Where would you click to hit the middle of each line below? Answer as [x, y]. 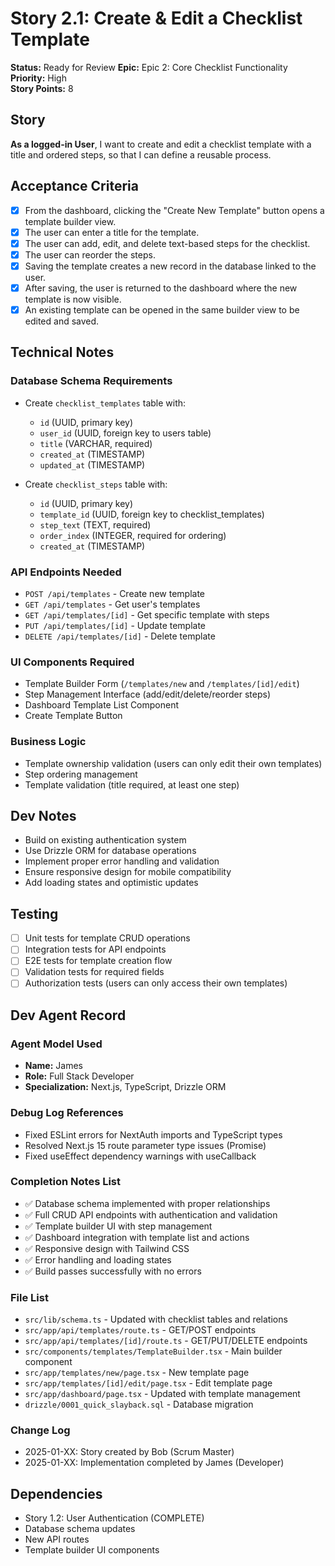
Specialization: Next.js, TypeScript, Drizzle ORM [125, 1087]
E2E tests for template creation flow [98, 961]
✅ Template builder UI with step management [118, 1226]
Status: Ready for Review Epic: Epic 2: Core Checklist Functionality [149, 67]
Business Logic [48, 742]
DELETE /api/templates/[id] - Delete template [120, 636]
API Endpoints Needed [66, 572]
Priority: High [38, 78]
